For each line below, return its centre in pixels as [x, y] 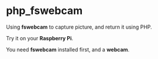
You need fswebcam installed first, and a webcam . [68, 49]
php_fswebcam [44, 11]
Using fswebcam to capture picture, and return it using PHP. [79, 27]
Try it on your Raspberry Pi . [39, 38]
